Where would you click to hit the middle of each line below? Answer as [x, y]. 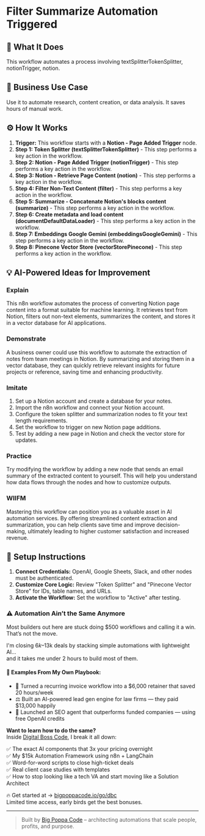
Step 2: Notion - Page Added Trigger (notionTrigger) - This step [97, 162]
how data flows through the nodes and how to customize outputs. [89, 482]
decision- [168, 525]
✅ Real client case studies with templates [58, 769]
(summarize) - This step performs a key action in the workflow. [95, 208]
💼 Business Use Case [47, 87]
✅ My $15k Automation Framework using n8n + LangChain [80, 756]
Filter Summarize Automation [82, 11]
